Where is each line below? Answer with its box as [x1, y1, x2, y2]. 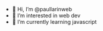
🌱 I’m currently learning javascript [12, 18, 97, 25]
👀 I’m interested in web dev [12, 12, 81, 19]
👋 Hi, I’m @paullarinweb [12, 6, 73, 13]
